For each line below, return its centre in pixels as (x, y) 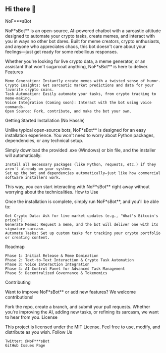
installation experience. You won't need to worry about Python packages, (80, 135)
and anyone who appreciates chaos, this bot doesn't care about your (76, 46)
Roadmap (15, 247)
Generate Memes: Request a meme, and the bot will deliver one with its (82, 224)
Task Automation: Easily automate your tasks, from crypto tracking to (81, 94)
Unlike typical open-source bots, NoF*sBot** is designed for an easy (76, 130)
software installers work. (33, 177)
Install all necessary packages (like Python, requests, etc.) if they (81, 164)
